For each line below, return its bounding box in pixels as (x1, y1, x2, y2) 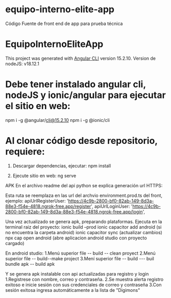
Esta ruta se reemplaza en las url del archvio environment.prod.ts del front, (5, 192, 162, 198)
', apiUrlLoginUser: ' (91, 203, 133, 209)
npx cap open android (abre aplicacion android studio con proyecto (5, 235, 147, 241)
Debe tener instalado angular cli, (5, 79, 146, 90)
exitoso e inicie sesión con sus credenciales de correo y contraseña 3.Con (5, 282, 162, 288)
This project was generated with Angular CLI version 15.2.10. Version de (5, 55, 156, 61)
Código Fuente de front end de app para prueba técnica (5, 20, 123, 27)
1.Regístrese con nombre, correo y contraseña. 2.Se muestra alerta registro (5, 276, 164, 282)
